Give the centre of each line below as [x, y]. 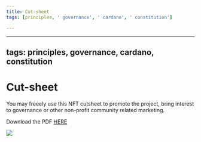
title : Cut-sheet [28, 12]
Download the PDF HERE [37, 121]
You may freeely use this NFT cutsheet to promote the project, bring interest [100, 104]
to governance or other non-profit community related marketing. [86, 110]
